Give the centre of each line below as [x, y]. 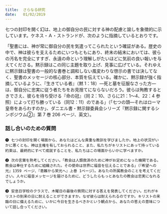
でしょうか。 [16, 181]
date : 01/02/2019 [25, 14]
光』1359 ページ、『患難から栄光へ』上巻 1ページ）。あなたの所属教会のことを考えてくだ [83, 171]
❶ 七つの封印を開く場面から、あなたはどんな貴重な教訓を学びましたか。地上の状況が [80, 140]
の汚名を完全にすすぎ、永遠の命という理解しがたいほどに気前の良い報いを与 [83, 58]
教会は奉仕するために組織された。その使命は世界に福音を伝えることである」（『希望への [81, 165]
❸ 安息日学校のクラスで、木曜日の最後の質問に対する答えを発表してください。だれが [80, 191]
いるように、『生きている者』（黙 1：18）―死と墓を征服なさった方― [87, 83]
